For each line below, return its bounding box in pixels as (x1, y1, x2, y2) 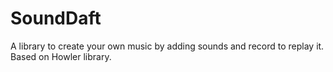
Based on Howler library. (10, 50, 112, 62)
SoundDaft (10, 7, 102, 30)
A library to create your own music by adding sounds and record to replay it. (10, 40, 325, 52)
